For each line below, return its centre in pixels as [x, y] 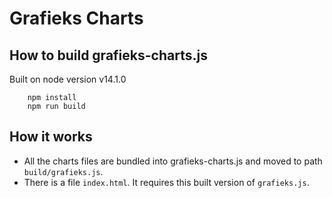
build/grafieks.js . [63, 171]
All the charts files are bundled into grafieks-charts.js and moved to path [173, 161]
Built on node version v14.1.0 [68, 79]
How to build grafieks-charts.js [108, 55]
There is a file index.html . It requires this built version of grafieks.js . [166, 182]
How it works [51, 137]
